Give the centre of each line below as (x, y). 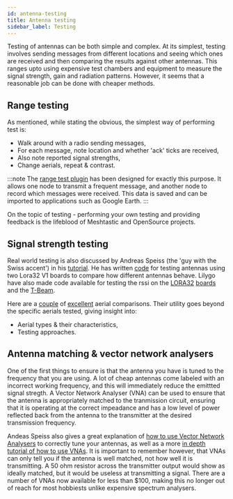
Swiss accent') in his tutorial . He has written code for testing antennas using (116, 268)
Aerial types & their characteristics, (67, 324)
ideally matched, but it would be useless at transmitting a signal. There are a (116, 473)
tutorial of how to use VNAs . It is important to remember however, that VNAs (116, 451)
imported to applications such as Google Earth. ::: (78, 201)
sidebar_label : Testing (42, 26)
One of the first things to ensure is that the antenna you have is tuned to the (115, 371)
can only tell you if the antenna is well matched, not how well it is (100, 458)
